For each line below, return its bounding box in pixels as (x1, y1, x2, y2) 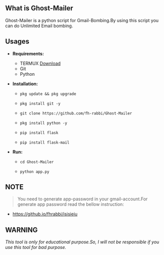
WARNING (5, 225, 38, 234)
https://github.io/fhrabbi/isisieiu (12, 211, 77, 217)
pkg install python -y (19, 120, 67, 125)
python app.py (19, 169, 49, 174)
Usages (5, 37, 29, 46)
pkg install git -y (19, 101, 61, 106)
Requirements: (12, 50, 44, 57)
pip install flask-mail (19, 140, 70, 145)
